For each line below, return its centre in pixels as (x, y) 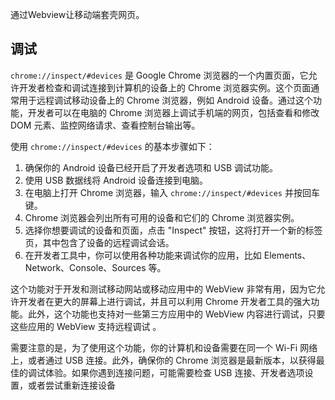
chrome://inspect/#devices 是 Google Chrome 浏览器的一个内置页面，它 (159, 75)
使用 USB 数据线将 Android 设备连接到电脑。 (116, 180)
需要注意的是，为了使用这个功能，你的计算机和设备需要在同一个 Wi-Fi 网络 (164, 347)
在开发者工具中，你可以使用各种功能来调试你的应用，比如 (143, 255)
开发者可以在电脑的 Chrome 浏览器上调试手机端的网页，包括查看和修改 (173, 112)
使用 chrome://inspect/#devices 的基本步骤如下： (112, 146)
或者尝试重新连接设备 (71, 385)
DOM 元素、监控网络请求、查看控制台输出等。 (105, 125)
